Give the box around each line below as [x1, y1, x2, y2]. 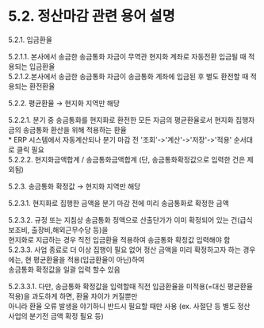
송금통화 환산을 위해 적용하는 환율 [22, 124, 127, 135]
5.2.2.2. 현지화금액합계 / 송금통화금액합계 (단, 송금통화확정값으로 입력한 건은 [8, 154, 246, 164]
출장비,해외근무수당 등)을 [31, 225, 109, 235]
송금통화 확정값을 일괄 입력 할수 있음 [8, 265, 121, 274]
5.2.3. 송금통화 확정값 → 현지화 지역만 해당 [8, 181, 141, 191]
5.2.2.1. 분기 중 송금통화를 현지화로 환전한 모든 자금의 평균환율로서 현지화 [8, 115, 234, 124]
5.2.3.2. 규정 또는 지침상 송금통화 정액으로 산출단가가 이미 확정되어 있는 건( [8, 215, 240, 224]
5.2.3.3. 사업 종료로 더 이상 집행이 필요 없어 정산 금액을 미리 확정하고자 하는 [8, 245, 242, 254]
